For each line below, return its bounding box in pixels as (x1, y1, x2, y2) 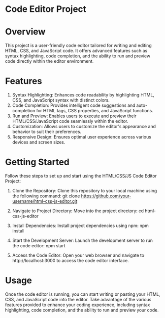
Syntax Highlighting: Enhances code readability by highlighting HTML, (12, 92, 154, 98)
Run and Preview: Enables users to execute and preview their (12, 113, 137, 119)
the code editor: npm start (12, 243, 66, 248)
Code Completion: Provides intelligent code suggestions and (12, 102, 135, 108)
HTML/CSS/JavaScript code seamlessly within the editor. (12, 118, 129, 124)
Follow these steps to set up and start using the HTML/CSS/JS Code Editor (5, 173, 157, 179)
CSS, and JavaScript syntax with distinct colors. (12, 97, 110, 103)
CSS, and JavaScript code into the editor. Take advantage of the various (5, 296, 152, 302)
